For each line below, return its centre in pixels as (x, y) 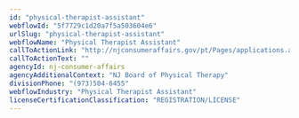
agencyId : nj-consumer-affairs (67, 67)
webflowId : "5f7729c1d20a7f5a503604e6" (83, 26)
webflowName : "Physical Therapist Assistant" (95, 42)
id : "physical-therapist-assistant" (77, 17)
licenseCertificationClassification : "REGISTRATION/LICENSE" (125, 100)
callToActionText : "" (49, 59)
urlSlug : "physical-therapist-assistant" (87, 34)
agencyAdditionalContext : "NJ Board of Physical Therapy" (119, 75)
